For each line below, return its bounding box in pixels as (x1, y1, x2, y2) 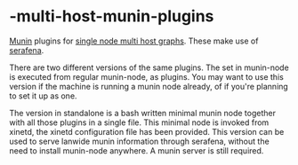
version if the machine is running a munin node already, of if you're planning (9, 81, 289, 91)
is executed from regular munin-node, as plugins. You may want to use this (9, 71, 285, 82)
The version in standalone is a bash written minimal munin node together (9, 107, 276, 118)
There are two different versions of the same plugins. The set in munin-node (9, 62, 289, 73)
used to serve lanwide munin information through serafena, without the (9, 136, 270, 146)
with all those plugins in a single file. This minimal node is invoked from (9, 117, 270, 128)
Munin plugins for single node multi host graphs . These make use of (9, 35, 259, 46)
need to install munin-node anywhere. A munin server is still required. (9, 145, 264, 156)
